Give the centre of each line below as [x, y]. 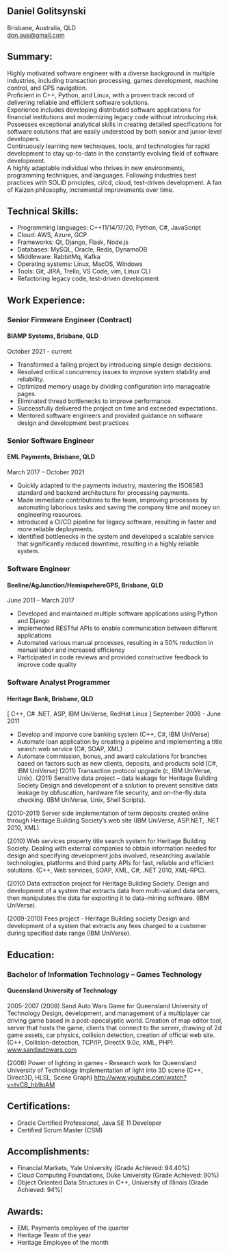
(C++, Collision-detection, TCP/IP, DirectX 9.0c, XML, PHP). [91, 1042]
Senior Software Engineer [51, 440]
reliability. [30, 379]
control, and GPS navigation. [47, 88]
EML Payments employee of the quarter [73, 1228]
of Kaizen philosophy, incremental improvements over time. [91, 190]
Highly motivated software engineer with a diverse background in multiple [111, 73]
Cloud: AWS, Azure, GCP [52, 235]
